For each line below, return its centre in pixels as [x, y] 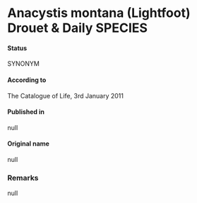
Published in [26, 112]
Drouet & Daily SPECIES [78, 28]
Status [17, 48]
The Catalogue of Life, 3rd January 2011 [65, 95]
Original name [28, 144]
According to [27, 80]
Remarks [23, 178]
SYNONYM [24, 64]
